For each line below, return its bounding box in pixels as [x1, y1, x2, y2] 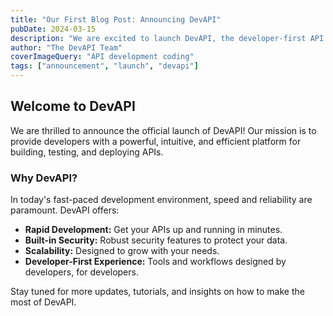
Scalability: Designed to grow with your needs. [24, 245, 220, 257]
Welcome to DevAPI [10, 98, 136, 115]
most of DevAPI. [10, 296, 77, 308]
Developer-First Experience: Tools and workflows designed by [24, 256, 287, 268]
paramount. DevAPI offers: [10, 204, 120, 216]
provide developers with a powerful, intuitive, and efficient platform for [10, 135, 302, 147]
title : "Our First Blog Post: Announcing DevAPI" [10, 14, 222, 25]
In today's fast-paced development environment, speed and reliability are [10, 194, 313, 206]
